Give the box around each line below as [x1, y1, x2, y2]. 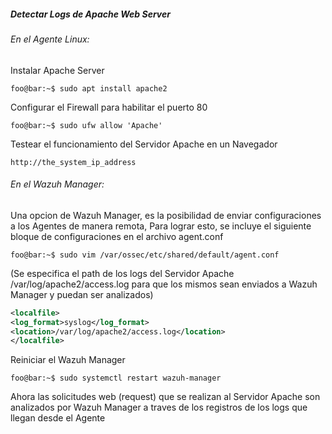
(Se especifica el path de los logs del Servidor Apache [10, 267, 235, 279]
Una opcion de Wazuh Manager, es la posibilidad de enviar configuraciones [10, 209, 322, 221]
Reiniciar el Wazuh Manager [10, 354, 126, 366]
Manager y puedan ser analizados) [10, 288, 154, 300]
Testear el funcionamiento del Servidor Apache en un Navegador [10, 138, 278, 150]
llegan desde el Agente [10, 412, 106, 424]
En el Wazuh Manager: [10, 178, 105, 190]
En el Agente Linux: [10, 33, 90, 45]
